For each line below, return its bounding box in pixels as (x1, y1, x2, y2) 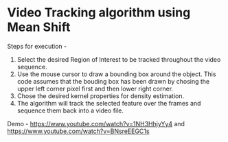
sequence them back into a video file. (16, 106, 124, 115)
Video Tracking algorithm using (7, 5, 191, 21)
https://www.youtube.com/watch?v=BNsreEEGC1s (7, 127, 150, 135)
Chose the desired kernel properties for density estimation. (16, 91, 184, 100)
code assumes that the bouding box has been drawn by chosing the (16, 77, 210, 85)
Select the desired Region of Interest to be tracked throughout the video (16, 55, 221, 63)
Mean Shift (7, 19, 71, 35)
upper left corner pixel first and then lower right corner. (16, 84, 174, 93)
